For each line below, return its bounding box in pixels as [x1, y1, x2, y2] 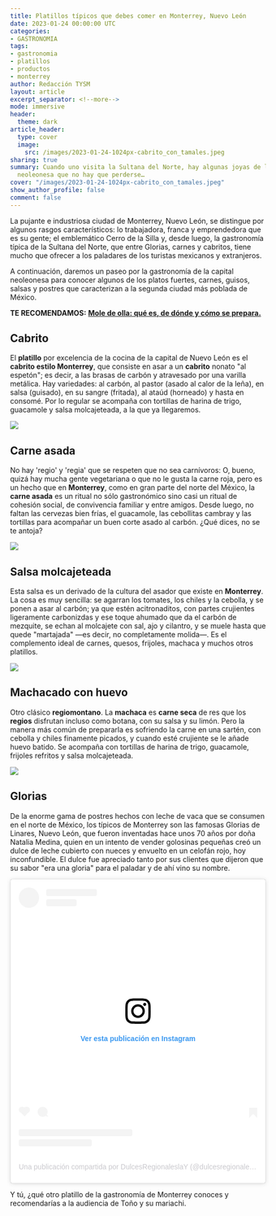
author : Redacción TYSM [10, 80, 91, 88]
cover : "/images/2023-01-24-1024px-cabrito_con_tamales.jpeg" [10, 178, 225, 187]
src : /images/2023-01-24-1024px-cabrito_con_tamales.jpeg [24, 148, 225, 156]
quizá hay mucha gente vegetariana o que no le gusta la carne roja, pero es [10, 474, 263, 484]
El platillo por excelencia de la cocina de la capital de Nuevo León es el [10, 353, 248, 363]
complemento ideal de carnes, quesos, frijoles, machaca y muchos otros [10, 638, 253, 648]
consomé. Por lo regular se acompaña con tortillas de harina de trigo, [10, 396, 242, 406]
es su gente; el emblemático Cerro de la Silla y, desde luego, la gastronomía [10, 233, 264, 243]
